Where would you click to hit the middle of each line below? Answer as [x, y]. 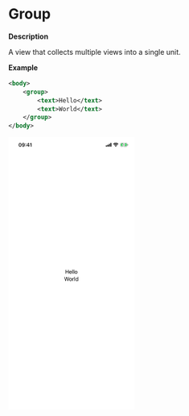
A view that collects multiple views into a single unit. [94, 52]
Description [29, 36]
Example [23, 67]
